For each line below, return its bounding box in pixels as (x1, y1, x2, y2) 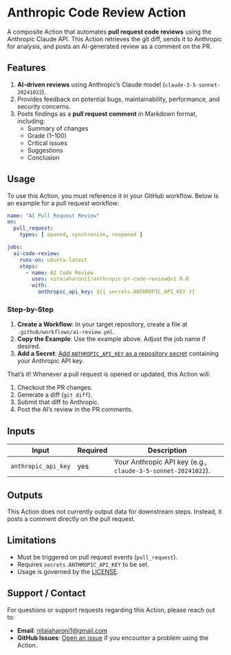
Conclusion (27, 153, 60, 162)
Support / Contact (7, 588, 86, 599)
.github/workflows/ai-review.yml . (16, 328, 115, 336)
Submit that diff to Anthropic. (16, 398, 100, 406)
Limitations (7, 535, 56, 546)
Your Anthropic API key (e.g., (114, 457, 208, 467)
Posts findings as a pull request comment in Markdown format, (16, 109, 197, 118)
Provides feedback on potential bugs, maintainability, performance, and (16, 95, 220, 103)
